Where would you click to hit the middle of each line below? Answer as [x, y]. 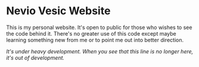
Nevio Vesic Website [58, 11]
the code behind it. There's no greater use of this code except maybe [91, 33]
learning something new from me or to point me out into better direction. [95, 40]
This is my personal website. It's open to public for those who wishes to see [99, 27]
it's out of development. [35, 58]
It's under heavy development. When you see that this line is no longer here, [100, 51]
